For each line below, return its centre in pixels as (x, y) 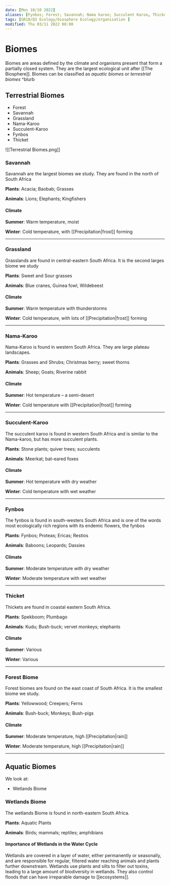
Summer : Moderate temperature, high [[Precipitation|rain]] (67, 736)
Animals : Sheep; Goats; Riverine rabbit (46, 372)
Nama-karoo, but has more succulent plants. (52, 439)
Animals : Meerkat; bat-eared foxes (42, 459)
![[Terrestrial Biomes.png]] (33, 150)
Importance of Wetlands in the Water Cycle (51, 844)
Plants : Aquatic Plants (28, 823)
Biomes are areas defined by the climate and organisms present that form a (84, 63)
